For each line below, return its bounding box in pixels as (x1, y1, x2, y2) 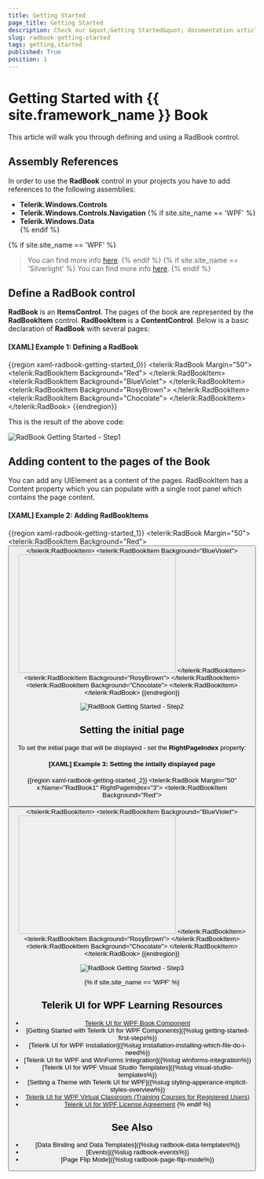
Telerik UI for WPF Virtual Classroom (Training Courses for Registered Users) (25, 1092, 250, 1101)
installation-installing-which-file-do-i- (142, 1041, 247, 1049)
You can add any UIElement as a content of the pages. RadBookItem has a (8, 476, 249, 485)
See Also (111, 1121, 153, 1133)
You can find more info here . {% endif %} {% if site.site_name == (27, 255, 239, 265)
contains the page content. (8, 493, 96, 502)
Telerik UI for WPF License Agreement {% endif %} (64, 1100, 211, 1108)
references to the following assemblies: (8, 184, 136, 194)
